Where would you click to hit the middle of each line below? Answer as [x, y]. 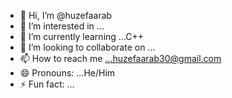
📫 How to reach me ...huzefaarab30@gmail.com [120, 58]
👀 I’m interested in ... [62, 26]
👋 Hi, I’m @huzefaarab [66, 15]
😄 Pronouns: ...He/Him [67, 73]
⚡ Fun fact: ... [47, 84]
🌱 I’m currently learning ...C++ [82, 36]
